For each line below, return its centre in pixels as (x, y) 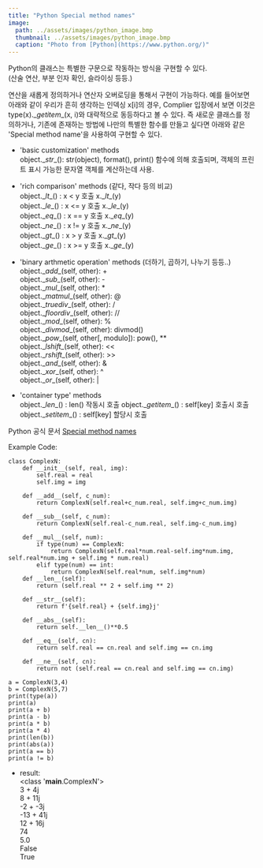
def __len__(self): (54, 579)
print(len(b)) (31, 738)
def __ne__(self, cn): (59, 662)
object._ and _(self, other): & (63, 363)
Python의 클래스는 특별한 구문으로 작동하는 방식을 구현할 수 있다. (108, 69)
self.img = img (61, 482)
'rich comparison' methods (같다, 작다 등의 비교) (96, 186)
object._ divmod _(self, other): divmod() (81, 330)
